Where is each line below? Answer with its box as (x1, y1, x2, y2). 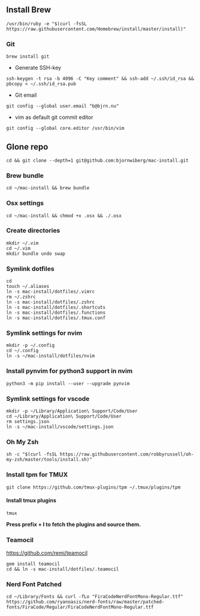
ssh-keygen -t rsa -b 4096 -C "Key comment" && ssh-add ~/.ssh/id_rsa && (6, 76, 195, 82)
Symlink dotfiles (6, 264, 55, 273)
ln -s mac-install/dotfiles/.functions (6, 310, 106, 316)
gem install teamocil (6, 561, 60, 567)
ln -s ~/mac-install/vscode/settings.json (6, 424, 114, 430)
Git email (14, 91, 37, 99)
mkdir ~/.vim (6, 240, 39, 246)
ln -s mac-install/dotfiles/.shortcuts (6, 305, 106, 311)
